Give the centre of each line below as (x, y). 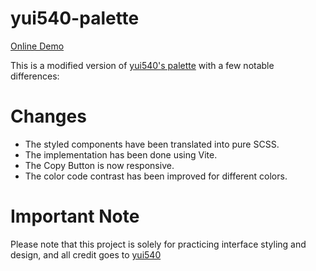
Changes (48, 116)
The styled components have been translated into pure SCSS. (152, 144)
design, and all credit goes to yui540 (86, 254)
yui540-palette (75, 18)
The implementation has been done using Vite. (121, 154)
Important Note (75, 216)
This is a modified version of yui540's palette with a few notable (142, 65)
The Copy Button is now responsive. (99, 165)
